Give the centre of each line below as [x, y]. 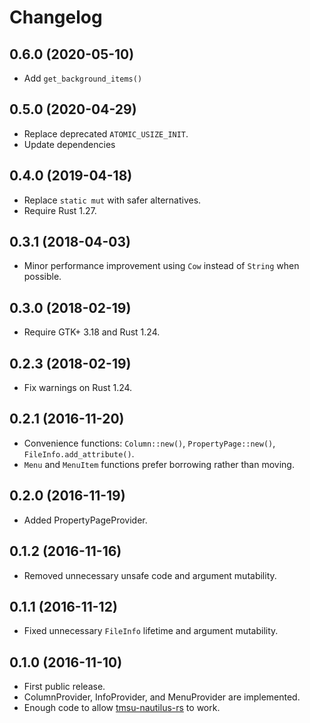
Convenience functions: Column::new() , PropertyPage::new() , [149, 443]
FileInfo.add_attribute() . [79, 453]
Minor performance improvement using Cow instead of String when [161, 266]
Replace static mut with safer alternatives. [112, 200]
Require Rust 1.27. [60, 210]
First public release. [64, 687]
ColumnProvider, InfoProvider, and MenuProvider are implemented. [162, 697]
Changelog [56, 17]
